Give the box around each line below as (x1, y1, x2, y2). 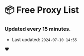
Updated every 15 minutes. (4, 26, 71, 33)
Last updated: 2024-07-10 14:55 (11, 37, 78, 43)
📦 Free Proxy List (4, 4, 79, 16)
